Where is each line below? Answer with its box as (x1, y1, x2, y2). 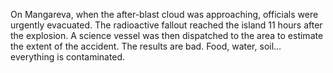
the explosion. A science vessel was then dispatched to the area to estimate (10, 30, 324, 41)
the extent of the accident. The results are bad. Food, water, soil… (10, 40, 282, 52)
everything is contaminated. (10, 51, 126, 63)
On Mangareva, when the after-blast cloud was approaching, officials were (10, 9, 319, 20)
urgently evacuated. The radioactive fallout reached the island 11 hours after (10, 19, 323, 31)
